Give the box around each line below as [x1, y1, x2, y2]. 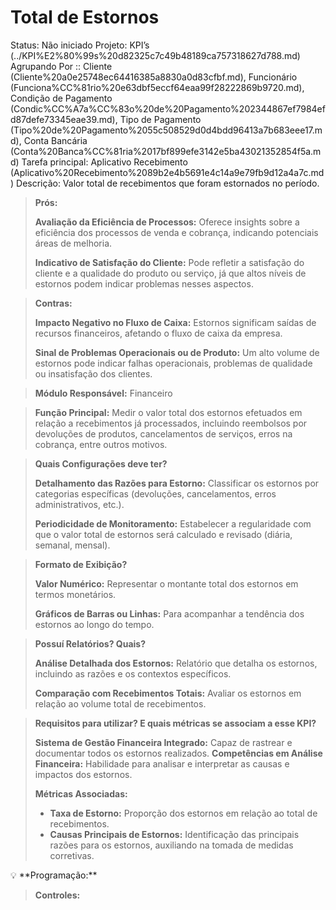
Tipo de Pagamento [119, 113, 202, 125]
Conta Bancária [23, 134, 88, 146]
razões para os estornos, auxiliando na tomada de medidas [49, 839, 294, 851]
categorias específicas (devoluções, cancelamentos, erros [34, 487, 277, 500]
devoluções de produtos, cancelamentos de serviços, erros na [34, 427, 293, 440]
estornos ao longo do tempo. [34, 618, 155, 630]
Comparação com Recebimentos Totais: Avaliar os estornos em [34, 687, 302, 699]
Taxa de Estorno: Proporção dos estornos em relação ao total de [49, 807, 318, 819]
